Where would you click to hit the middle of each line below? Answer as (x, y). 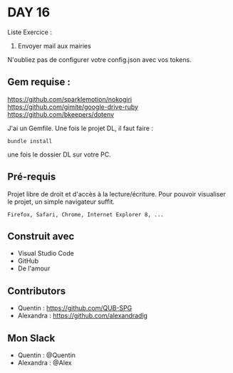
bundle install (30, 141)
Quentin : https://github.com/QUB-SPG (75, 308)
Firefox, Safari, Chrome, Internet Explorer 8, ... (86, 214)
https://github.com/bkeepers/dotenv (61, 114)
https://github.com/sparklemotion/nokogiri (70, 99)
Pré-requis (32, 177)
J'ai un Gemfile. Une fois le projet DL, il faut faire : (80, 128)
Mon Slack (31, 338)
